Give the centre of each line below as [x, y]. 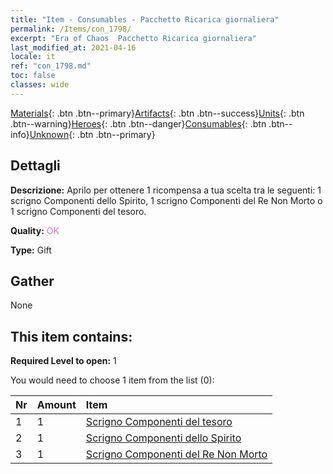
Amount [56, 405]
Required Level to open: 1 [63, 361]
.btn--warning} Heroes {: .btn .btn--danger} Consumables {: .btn [138, 123]
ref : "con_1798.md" [51, 66]
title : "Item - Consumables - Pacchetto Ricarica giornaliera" [145, 19]
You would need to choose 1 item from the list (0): [112, 380]
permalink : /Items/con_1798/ [71, 29]
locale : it [33, 57]
